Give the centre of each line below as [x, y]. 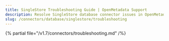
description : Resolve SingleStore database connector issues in [74, 14]
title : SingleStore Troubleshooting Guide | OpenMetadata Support [76, 10]
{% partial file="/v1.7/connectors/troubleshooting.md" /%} [66, 33]
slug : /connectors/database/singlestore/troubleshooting [66, 19]
